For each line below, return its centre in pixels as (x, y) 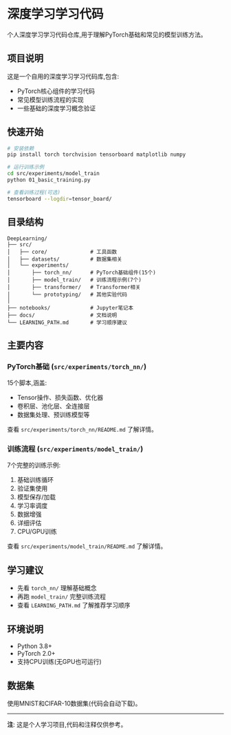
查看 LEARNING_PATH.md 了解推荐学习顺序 (74, 605)
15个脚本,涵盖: (27, 383)
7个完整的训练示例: (34, 465)
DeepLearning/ (27, 239)
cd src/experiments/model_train (53, 174)
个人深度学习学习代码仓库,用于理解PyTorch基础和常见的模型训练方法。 (107, 34)
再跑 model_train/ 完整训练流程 (62, 596)
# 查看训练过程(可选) (34, 192)
